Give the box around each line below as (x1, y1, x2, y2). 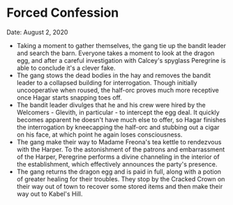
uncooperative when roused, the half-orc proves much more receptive (16, 86, 219, 94)
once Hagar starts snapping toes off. (16, 93, 123, 102)
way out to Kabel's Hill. (16, 190, 83, 198)
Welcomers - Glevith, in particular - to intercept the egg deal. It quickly (16, 108, 220, 116)
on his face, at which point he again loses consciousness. (16, 130, 183, 139)
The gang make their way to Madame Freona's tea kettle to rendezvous (16, 137, 222, 146)
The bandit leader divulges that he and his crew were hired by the (16, 100, 206, 109)
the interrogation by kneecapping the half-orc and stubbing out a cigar (16, 123, 220, 131)
